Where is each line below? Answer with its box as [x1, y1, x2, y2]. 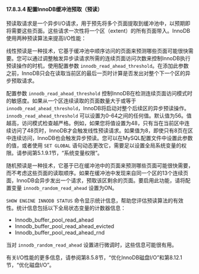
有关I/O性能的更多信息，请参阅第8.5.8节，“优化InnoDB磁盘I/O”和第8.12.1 [6, 254, 182, 261]
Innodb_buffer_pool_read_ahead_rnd [14, 229, 105, 236]
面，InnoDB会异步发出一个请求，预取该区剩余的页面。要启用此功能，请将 [6, 177, 185, 184]
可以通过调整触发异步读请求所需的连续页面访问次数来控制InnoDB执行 [21, 55, 191, 62]
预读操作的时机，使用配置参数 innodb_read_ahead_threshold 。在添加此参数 [6, 63, 189, 70]
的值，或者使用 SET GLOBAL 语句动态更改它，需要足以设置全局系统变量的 [6, 142, 182, 149]
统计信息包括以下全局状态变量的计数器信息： [16, 204, 126, 211]
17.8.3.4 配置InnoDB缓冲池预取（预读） [6, 5, 103, 13]
